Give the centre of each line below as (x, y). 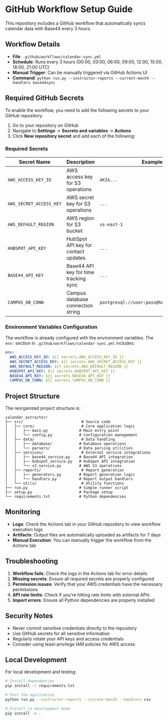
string (73, 312)
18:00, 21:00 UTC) (31, 67)
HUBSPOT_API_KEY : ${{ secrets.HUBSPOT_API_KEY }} (62, 371)
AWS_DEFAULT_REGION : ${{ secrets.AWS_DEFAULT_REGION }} (69, 366)
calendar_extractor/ (27, 418)
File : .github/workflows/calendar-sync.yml (57, 56)
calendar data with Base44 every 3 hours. (48, 28)
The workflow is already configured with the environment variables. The (79, 338)
